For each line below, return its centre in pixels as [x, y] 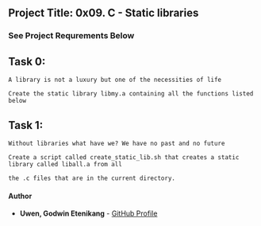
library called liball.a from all [65, 164]
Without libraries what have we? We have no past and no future [117, 143]
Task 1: [26, 125]
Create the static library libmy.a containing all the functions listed [131, 94]
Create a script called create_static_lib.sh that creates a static [124, 157]
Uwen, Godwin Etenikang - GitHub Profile [88, 213]
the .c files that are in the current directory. [92, 178]
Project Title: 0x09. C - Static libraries [104, 13]
